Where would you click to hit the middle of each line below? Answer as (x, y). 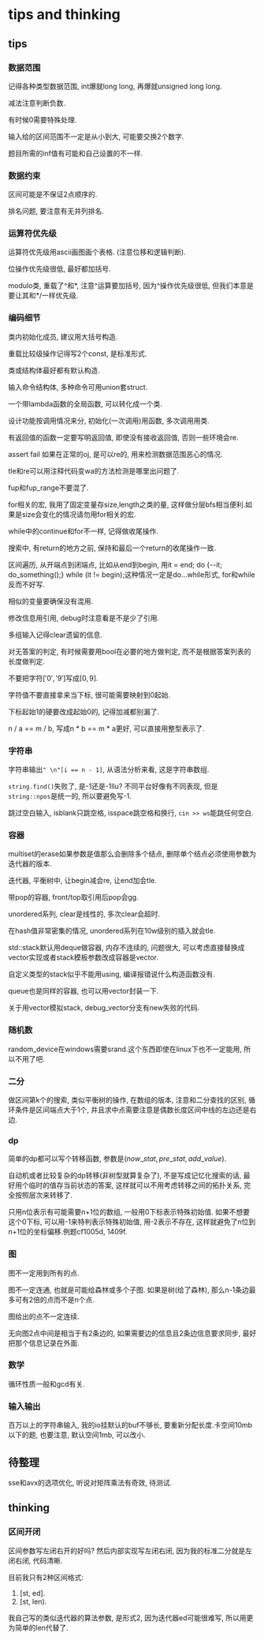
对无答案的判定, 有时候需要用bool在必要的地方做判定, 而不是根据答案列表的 (130, 651)
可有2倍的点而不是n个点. (54, 1299)
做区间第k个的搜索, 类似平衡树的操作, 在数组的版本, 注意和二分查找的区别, (127, 1099)
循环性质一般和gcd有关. (46, 1384)
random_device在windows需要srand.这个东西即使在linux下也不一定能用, (125, 1049)
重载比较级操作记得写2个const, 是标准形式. (78, 354)
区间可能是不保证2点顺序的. (53, 194)
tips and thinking (64, 15)
